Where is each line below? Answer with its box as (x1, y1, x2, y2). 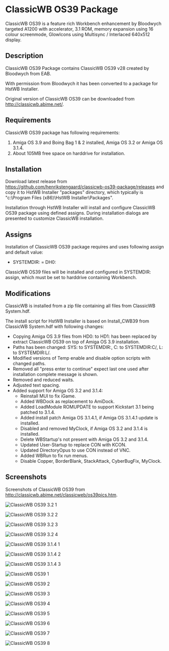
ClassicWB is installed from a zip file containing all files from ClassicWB (5, 303, 156, 309)
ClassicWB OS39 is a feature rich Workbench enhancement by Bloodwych (5, 20, 162, 27)
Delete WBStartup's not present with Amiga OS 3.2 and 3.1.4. (20, 436, 149, 442)
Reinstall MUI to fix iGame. (20, 393, 76, 399)
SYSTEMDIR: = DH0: (12, 259, 56, 265)
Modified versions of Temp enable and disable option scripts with (12, 355, 151, 361)
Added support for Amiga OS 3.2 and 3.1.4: (12, 388, 103, 393)
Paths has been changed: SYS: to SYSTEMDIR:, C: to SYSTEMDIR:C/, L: (12, 344, 163, 350)
